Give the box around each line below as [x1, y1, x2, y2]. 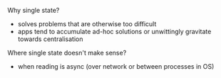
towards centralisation [17, 35, 83, 43]
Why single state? [7, 6, 60, 14]
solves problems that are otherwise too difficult [17, 20, 157, 28]
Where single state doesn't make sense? [7, 49, 127, 57]
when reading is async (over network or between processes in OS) [17, 62, 215, 70]
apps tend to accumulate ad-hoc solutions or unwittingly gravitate [17, 28, 212, 35]
